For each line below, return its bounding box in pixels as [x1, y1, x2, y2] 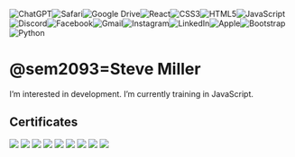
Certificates [9, 115, 78, 130]
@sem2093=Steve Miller [9, 59, 201, 80]
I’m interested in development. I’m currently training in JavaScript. [9, 88, 254, 99]
